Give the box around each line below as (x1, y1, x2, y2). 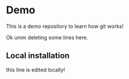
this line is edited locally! (6, 66, 65, 73)
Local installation (6, 51, 70, 61)
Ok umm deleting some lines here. (6, 34, 89, 41)
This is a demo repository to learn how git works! (6, 23, 124, 30)
